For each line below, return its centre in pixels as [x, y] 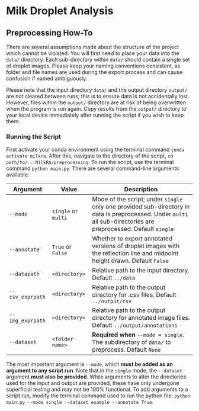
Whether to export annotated [132, 239]
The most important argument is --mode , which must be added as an [90, 364]
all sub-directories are [123, 221]
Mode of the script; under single [137, 200]
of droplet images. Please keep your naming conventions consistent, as [93, 66]
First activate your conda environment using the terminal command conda [95, 150]
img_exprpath [28, 321]
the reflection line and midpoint [135, 253]
